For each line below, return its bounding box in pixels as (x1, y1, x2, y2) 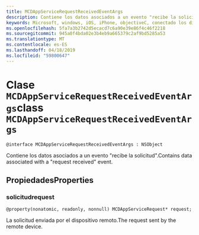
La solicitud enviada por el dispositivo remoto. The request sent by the (6, 217, 176, 224)
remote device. (6, 223, 43, 230)
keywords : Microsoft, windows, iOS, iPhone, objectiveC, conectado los (6, 20, 187, 25)
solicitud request (6, 193, 55, 201)
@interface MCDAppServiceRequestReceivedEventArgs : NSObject (6, 141, 163, 147)
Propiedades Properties (6, 175, 94, 185)
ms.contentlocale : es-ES (6, 42, 68, 48)
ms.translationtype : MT (6, 36, 65, 42)
